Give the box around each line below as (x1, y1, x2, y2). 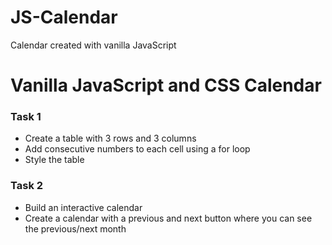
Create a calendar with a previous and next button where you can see (24, 212, 313, 224)
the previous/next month (24, 222, 127, 235)
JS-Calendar (10, 6, 118, 29)
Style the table (24, 154, 85, 166)
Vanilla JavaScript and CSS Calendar (10, 74, 322, 97)
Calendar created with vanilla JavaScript (10, 39, 177, 51)
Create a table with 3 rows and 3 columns (24, 132, 197, 145)
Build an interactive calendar (24, 201, 143, 213)
